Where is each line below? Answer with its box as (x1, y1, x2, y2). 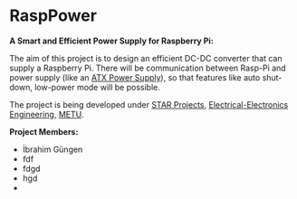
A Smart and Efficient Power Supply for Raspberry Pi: (9, 35, 215, 46)
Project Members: (9, 126, 79, 137)
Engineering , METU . (9, 109, 84, 119)
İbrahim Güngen (22, 144, 83, 155)
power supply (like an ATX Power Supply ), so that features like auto (9, 71, 261, 82)
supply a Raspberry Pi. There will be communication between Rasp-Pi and (9, 62, 287, 73)
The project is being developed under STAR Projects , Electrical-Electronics (9, 99, 289, 109)
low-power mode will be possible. (34, 81, 160, 92)
